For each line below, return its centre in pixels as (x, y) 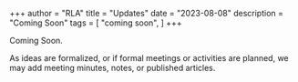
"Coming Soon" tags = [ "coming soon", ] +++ (96, 23)
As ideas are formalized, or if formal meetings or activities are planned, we (149, 58)
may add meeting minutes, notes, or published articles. (113, 68)
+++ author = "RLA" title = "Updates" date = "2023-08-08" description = (147, 13)
